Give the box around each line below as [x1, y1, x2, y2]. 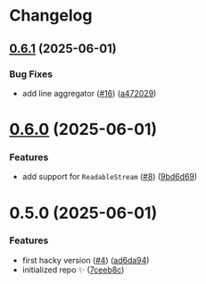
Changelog [9, 5, 93, 26]
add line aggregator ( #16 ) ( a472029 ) [21, 88, 157, 98]
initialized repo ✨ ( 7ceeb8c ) [21, 264, 125, 275]
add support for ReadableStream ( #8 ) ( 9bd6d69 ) [21, 171, 198, 182]
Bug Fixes [9, 68, 54, 80]
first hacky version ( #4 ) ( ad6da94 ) [21, 255, 150, 265]
